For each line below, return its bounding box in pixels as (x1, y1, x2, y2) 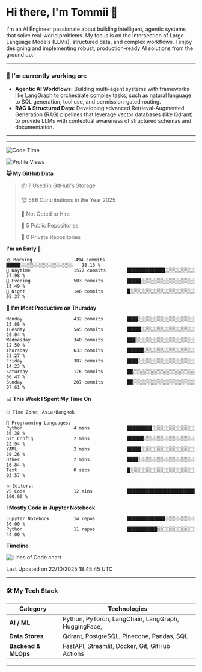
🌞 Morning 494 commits (6, 257, 105, 263)
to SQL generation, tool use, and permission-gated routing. (14, 98, 161, 105)
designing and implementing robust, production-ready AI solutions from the (6, 45, 194, 52)
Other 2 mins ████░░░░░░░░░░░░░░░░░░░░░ (6, 457, 195, 463)
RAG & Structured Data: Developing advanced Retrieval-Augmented (14, 105, 185, 112)
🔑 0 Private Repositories (20, 234, 81, 241)
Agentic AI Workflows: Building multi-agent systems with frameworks (14, 86, 189, 93)
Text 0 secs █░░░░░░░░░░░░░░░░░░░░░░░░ (6, 467, 195, 473)
